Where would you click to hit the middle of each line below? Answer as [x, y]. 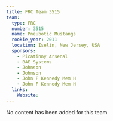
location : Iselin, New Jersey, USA [56, 46]
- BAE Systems [34, 62]
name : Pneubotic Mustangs [44, 34]
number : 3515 [28, 28]
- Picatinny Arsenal [42, 56]
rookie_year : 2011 [35, 40]
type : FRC [24, 23]
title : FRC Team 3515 [33, 12]
